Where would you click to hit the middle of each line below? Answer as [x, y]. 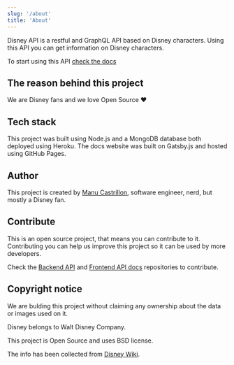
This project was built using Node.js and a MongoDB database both [104, 139]
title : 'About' [29, 20]
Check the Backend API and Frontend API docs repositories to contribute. [113, 267]
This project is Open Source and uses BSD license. [80, 341]
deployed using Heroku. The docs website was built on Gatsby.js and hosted [117, 146]
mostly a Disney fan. [37, 199]
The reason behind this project [75, 83]
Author [23, 176]
